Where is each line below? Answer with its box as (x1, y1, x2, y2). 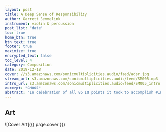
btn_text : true (5, 40, 37, 44)
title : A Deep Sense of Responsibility (5, 12, 87, 17)
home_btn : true (5, 35, 37, 40)
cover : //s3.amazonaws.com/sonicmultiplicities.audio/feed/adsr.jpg (5, 72, 149, 77)
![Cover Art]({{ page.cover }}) (5, 122, 65, 128)
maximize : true (5, 48, 37, 53)
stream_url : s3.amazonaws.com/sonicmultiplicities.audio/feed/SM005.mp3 (5, 76, 158, 81)
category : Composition (5, 62, 52, 67)
